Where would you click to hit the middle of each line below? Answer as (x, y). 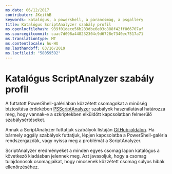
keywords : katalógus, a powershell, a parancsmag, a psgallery (74, 20)
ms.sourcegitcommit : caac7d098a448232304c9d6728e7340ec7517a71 (74, 34)
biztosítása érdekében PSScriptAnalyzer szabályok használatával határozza (85, 109)
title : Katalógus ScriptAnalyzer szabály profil (58, 24)
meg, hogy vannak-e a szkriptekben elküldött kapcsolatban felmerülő (79, 114)
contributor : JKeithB (28, 15)
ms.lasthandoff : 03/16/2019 (35, 48)
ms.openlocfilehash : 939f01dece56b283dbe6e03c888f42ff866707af (74, 29)
